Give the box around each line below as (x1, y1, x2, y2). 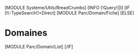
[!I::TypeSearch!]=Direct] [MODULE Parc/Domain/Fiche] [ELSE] (4, 10, 135, 16)
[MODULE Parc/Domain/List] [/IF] (4, 44, 73, 50)
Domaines (4, 27, 48, 39)
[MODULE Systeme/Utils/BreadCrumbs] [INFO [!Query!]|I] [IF (4, 5, 130, 10)
